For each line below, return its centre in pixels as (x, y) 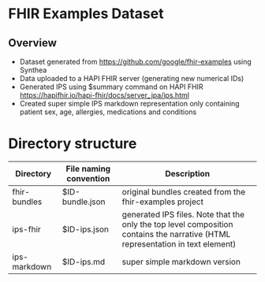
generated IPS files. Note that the (183, 214)
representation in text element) (179, 243)
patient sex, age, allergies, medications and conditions (108, 112)
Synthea (33, 70)
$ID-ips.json (85, 229)
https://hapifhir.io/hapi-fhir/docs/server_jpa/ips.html (104, 95)
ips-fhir (26, 229)
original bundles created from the (184, 191)
